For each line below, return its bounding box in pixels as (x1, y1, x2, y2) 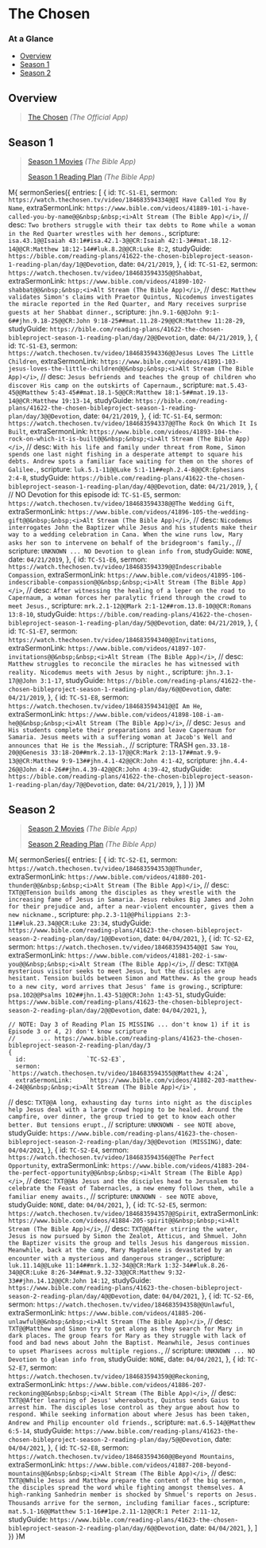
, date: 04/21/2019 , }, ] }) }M (114, 780, 205, 790)
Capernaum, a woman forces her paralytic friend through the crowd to (8, 594, 247, 602)
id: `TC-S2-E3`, (15, 1055, 126, 1064)
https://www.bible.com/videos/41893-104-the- (90, 428, 243, 437)
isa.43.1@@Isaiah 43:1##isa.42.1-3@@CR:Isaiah (8, 237, 165, 245)
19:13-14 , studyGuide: (61, 396, 134, 406)
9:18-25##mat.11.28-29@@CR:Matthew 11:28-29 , (93, 315, 245, 325)
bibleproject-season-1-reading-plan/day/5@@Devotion (8, 619, 187, 628)
